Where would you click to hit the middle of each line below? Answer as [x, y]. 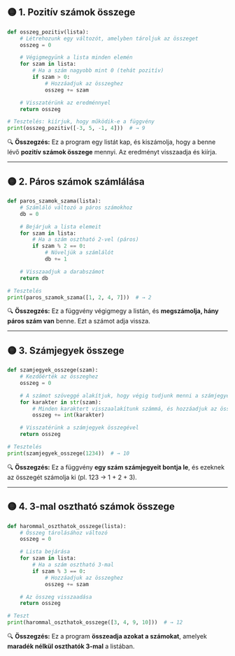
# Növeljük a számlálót [79, 253]
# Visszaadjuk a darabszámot [62, 272]
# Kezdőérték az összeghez [59, 377]
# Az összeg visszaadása [56, 597]
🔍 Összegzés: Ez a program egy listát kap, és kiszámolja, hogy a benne [112, 142]
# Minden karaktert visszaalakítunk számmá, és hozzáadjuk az [125, 409]
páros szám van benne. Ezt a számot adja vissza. [79, 321]
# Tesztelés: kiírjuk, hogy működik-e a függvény [81, 122]
